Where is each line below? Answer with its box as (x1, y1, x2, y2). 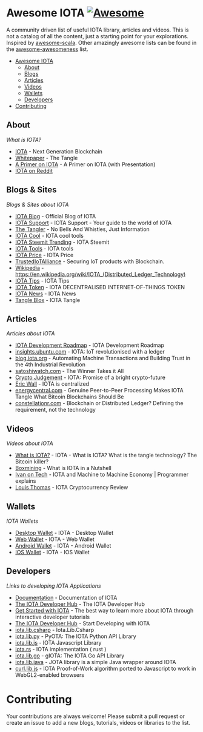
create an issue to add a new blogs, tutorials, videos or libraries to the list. (6, 719, 191, 726)
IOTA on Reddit (15, 167, 53, 174)
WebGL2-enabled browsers (15, 671, 85, 679)
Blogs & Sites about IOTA (6, 201, 69, 208)
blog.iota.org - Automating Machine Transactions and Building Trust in (15, 355, 191, 362)
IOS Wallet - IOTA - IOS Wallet (15, 549, 90, 556)
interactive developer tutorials (15, 613, 90, 620)
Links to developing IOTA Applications (6, 582, 101, 589)
